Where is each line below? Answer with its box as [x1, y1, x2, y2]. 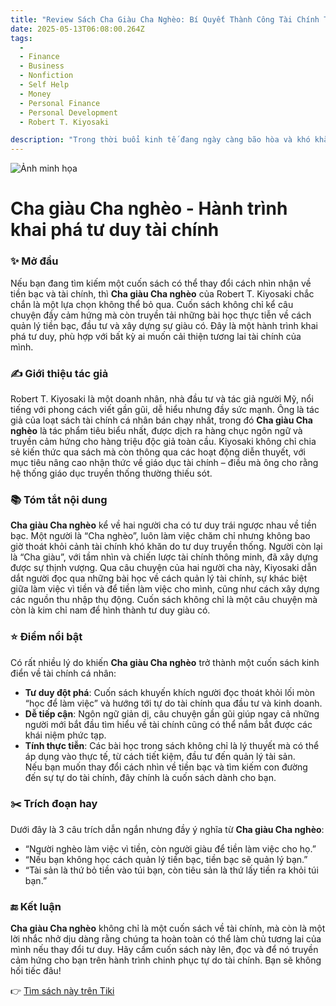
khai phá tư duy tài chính [10, 219, 220, 241]
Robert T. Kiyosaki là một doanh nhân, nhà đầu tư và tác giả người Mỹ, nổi [10, 392, 314, 405]
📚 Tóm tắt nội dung [10, 492, 108, 506]
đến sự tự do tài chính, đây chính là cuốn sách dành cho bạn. [24, 771, 277, 783]
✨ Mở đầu [10, 254, 59, 268]
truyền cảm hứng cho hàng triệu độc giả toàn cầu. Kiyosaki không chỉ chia [10, 435, 317, 447]
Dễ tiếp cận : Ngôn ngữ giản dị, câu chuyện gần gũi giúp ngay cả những [24, 707, 320, 720]
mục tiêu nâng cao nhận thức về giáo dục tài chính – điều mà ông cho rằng [10, 456, 319, 468]
